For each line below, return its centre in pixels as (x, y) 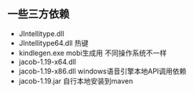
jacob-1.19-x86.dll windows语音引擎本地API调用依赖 (102, 71)
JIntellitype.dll (41, 33)
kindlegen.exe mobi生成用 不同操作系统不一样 (93, 53)
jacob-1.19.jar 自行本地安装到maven (76, 80)
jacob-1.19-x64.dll (47, 61)
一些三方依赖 (38, 14)
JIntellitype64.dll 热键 (53, 43)
